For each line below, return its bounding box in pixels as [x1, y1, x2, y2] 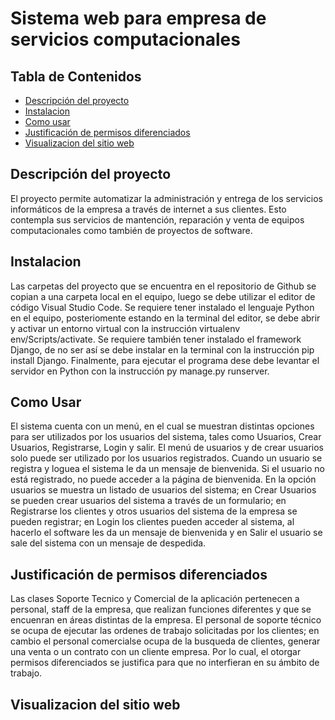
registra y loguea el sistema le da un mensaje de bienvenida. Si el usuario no [10, 463, 325, 475]
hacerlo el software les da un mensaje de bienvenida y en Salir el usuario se [10, 527, 323, 539]
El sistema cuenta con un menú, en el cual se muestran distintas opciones [10, 420, 315, 432]
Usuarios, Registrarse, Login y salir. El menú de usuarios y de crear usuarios [10, 442, 324, 454]
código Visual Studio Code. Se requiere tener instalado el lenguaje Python [10, 301, 315, 313]
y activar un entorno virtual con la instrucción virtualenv [10, 322, 241, 334]
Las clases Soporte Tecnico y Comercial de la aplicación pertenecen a [10, 593, 300, 605]
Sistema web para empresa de [10, 7, 267, 30]
